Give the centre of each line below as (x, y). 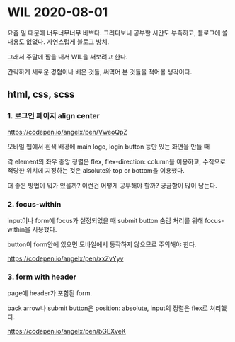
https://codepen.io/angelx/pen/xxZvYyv (65, 258)
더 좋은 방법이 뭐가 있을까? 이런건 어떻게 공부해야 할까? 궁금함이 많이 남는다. (112, 186)
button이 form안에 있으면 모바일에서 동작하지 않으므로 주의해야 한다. (102, 244)
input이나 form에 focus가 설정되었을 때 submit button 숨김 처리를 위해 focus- (116, 220)
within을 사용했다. (32, 229)
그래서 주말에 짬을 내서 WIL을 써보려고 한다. (68, 57)
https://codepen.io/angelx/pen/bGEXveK (67, 331)
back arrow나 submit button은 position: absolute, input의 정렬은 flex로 (108, 308)
